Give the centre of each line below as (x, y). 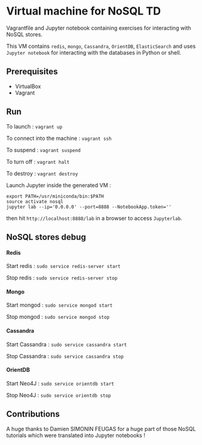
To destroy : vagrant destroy (42, 173)
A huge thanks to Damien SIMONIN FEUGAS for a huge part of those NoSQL (101, 429)
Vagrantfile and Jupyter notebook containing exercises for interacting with (99, 28)
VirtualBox (28, 86)
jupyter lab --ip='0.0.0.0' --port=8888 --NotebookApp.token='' (89, 207)
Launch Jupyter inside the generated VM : (59, 185)
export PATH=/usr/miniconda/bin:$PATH (55, 196)
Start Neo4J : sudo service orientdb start (60, 383)
